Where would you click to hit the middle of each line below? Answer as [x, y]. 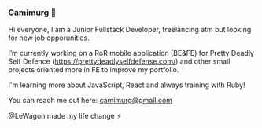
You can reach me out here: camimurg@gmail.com [90, 101]
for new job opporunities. [49, 38]
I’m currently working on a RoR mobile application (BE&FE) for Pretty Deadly [131, 53]
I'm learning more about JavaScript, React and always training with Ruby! [127, 85]
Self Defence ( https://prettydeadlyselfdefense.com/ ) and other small [119, 61]
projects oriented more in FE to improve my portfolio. [94, 70]
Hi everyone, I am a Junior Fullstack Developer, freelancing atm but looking [130, 30]
